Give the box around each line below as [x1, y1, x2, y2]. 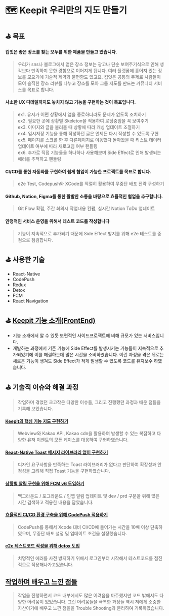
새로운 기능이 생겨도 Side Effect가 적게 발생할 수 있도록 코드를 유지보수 [12, 358, 153, 364]
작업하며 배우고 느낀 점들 [5, 578, 77, 587]
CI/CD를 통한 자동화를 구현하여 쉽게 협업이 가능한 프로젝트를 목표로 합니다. [5, 168, 152, 174]
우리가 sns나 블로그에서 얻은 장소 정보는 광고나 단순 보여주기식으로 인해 [17, 61, 159, 67]
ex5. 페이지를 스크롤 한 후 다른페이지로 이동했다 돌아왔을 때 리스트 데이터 [17, 137, 162, 143]
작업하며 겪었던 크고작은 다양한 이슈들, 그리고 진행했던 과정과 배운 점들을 [17, 399, 161, 406]
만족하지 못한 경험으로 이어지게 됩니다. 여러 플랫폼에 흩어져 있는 [31, 67, 157, 74]
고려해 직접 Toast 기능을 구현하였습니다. [31, 468, 110, 474]
